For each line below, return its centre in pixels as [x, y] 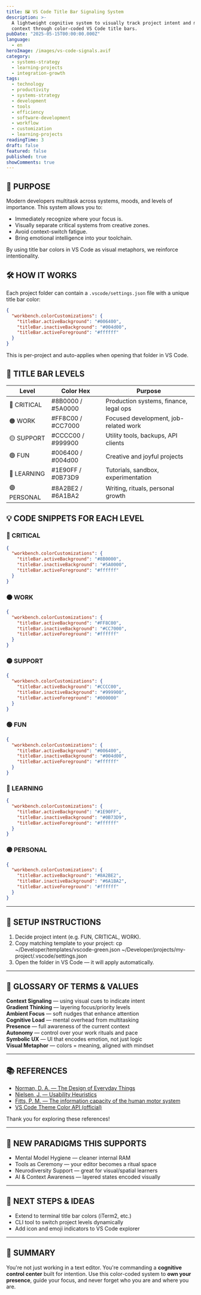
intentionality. [23, 256]
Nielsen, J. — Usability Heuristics [56, 1095]
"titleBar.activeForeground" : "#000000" [68, 698]
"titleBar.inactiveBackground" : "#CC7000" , [72, 629]
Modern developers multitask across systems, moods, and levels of [89, 201]
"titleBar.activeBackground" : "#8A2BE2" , [69, 876]
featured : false [26, 151]
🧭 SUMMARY [31, 1253]
